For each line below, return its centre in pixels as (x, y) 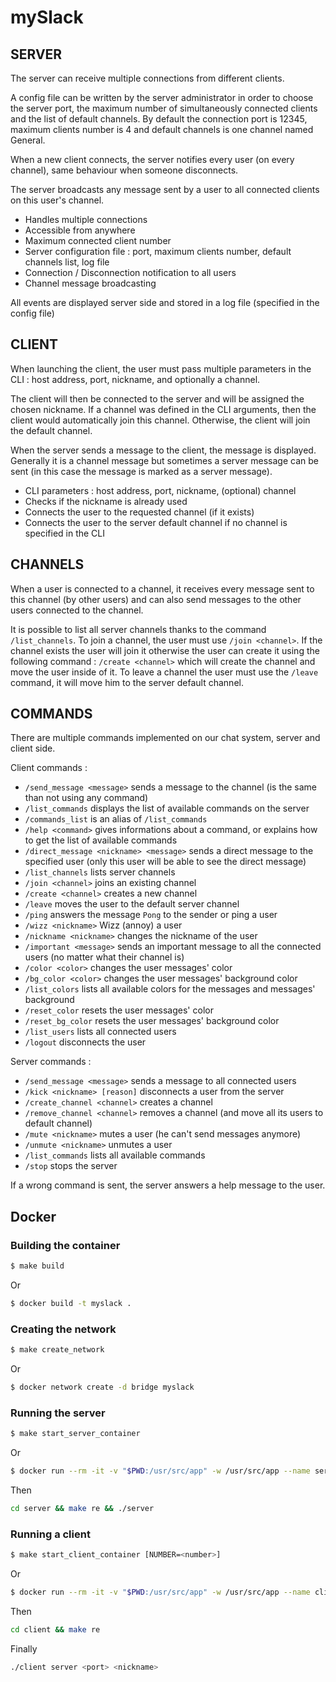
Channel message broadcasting (90, 283)
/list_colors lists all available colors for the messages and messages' (170, 989)
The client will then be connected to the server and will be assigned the (157, 398)
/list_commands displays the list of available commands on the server (167, 808)
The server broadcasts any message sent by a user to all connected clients (165, 189)
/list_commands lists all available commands (115, 1155)
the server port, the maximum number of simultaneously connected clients (164, 108)
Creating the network (63, 1329)
